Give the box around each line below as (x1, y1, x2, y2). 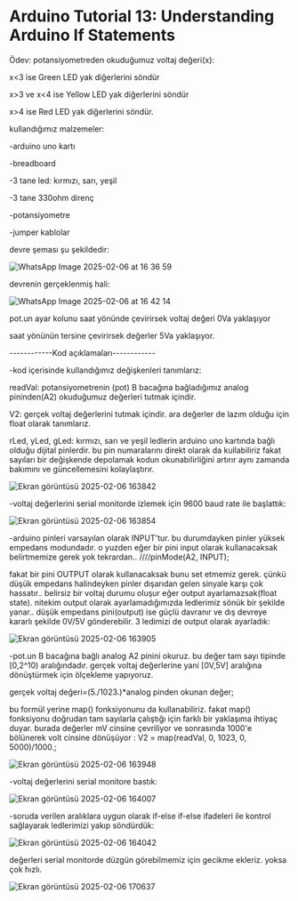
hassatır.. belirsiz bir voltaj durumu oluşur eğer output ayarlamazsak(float (9, 587, 278, 598)
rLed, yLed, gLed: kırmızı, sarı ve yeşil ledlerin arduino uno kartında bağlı (9, 435, 276, 446)
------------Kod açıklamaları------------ (9, 347, 156, 358)
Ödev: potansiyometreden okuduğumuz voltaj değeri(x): (9, 54, 215, 65)
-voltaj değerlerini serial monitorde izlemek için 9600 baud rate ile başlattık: (9, 498, 286, 509)
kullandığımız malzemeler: (9, 123, 105, 134)
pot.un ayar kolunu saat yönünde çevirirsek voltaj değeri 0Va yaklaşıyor (9, 313, 271, 324)
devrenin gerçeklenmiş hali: (9, 278, 110, 289)
